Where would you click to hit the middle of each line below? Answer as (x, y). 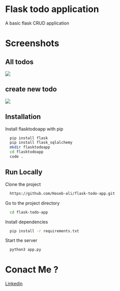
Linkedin (14, 283)
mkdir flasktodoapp (30, 147)
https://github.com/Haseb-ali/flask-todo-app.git (62, 193)
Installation (23, 117)
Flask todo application (52, 9)
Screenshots (32, 43)
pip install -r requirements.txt (44, 231)
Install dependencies (27, 222)
